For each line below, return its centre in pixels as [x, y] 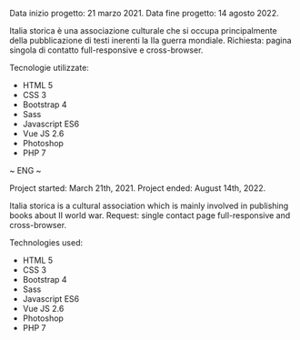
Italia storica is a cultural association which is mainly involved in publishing [149, 205]
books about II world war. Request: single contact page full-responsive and [150, 215]
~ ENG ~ [25, 170]
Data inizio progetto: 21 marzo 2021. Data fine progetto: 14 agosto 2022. [144, 13]
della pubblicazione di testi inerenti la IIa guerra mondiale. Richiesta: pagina [151, 40]
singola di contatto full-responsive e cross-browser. [106, 50]
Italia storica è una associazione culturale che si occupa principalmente [143, 30]
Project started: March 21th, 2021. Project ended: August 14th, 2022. [138, 188]
